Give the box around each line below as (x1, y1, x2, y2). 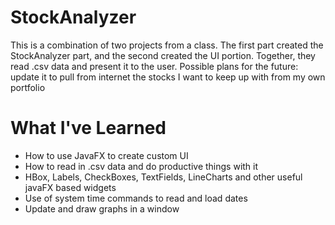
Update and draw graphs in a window (24, 202, 180, 215)
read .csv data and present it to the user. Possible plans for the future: (10, 60, 299, 72)
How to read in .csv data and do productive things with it (24, 160, 259, 172)
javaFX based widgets (24, 181, 117, 193)
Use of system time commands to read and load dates (24, 192, 248, 204)
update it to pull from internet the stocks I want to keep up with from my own (10, 71, 326, 83)
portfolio (10, 81, 46, 93)
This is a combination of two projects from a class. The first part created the (10, 39, 324, 51)
